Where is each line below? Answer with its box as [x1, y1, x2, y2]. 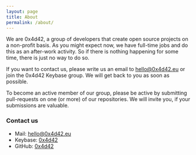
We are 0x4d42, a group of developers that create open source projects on [6, 36, 188, 43]
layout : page [6, 8, 38, 15]
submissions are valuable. [6, 102, 69, 109]
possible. [6, 78, 28, 85]
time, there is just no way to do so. [6, 54, 89, 62]
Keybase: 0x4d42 [14, 136, 58, 143]
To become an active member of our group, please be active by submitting [6, 89, 187, 97]
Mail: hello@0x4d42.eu [14, 130, 72, 137]
